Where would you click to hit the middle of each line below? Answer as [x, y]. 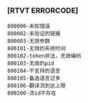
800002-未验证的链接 [34, 34]
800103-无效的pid [31, 64]
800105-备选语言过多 [34, 78]
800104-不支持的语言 [34, 71]
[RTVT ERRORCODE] [43, 11]
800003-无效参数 [29, 41]
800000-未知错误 [29, 27]
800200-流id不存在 [32, 93]
